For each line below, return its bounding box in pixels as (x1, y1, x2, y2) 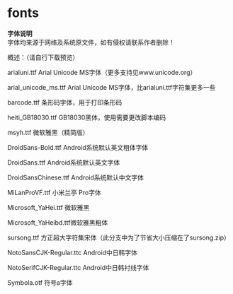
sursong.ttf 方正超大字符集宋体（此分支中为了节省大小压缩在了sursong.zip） (7, 233, 230, 242)
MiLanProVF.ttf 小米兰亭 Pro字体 (7, 188, 101, 196)
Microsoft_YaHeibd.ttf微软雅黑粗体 (7, 218, 108, 227)
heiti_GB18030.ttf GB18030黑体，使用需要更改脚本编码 (7, 113, 166, 122)
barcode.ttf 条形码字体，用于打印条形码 (7, 98, 123, 107)
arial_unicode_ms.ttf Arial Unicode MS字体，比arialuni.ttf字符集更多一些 (7, 83, 216, 91)
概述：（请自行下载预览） (7, 53, 79, 61)
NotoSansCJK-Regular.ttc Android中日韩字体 (7, 248, 138, 257)
